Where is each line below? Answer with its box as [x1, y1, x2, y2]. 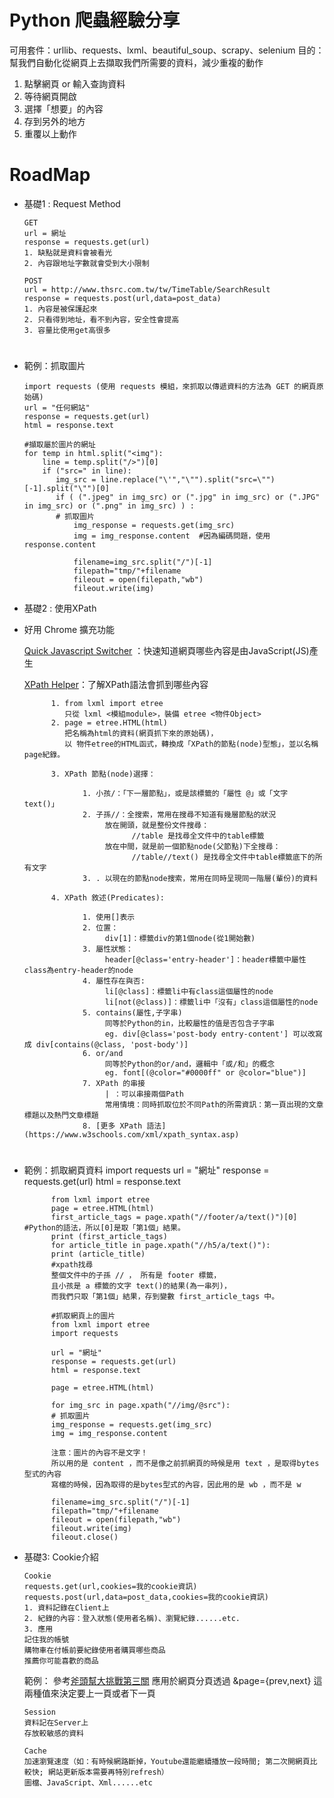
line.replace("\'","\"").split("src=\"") [100, 475, 276, 485]
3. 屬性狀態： [82, 944, 134, 955]
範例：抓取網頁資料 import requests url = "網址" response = [23, 1164, 270, 1176]
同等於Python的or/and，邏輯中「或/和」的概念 [104, 1059, 276, 1070]
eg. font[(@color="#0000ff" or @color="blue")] [104, 1068, 307, 1078]
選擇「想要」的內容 [23, 102, 104, 115]
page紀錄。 [23, 750, 66, 760]
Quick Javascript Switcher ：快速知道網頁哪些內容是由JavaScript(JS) [23, 645, 310, 657]
